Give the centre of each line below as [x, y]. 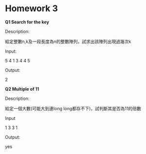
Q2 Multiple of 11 [22, 89]
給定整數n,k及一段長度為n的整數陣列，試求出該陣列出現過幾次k [68, 41]
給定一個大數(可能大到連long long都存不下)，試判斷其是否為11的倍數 [73, 108]
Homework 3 [32, 9]
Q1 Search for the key [27, 22]
